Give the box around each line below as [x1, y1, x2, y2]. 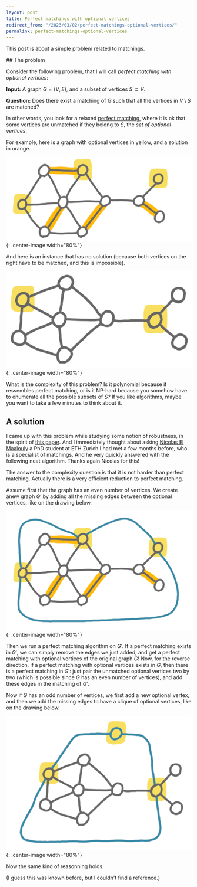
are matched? [6, 103, 39, 110]
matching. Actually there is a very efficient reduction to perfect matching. [6, 475, 183, 482]
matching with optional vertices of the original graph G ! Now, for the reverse [6, 655, 191, 662]
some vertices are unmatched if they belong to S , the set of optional [6, 121, 172, 128]
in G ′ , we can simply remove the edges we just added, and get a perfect [6, 649, 181, 656]
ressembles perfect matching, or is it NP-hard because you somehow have [6, 387, 188, 394]
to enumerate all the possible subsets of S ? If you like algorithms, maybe [6, 393, 182, 401]
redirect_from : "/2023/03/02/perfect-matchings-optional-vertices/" [6, 22, 178, 28]
